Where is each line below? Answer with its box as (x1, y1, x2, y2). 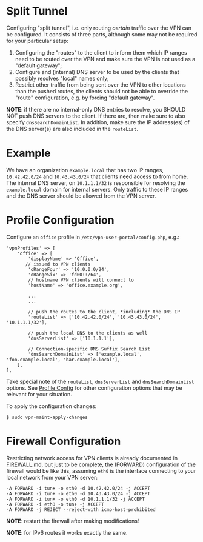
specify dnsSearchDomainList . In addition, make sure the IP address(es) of (6, 118, 190, 125)
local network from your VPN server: (6, 473, 98, 481)
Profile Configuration (6, 213, 115, 227)
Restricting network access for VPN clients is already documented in (6, 454, 178, 461)
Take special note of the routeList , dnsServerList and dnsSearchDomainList (6, 378, 195, 385)
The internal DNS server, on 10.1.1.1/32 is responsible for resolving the (6, 179, 185, 186)
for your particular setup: (6, 37, 68, 44)
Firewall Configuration (6, 435, 121, 448)
